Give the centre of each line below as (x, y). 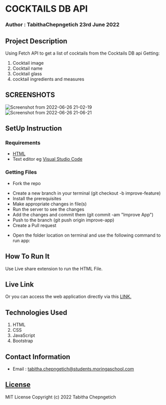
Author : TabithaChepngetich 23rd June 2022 (62, 25)
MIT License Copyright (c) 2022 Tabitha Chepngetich (61, 397)
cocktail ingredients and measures (48, 79)
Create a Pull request (34, 225)
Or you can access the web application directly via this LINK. (68, 297)
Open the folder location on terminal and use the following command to (87, 235)
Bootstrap (23, 341)
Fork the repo (27, 183)
